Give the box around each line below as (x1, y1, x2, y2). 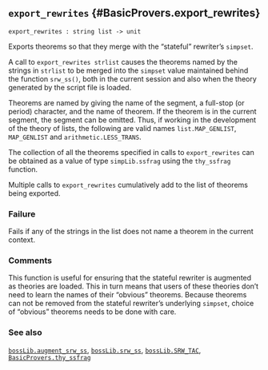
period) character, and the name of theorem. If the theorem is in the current (8, 106, 257, 116)
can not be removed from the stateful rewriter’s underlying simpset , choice (8, 299, 254, 308)
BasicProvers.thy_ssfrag (8, 353, 91, 362)
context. (8, 235, 36, 245)
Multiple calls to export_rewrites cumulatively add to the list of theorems (8, 180, 248, 189)
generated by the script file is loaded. (8, 82, 132, 92)
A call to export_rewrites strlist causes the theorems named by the (8, 57, 238, 66)
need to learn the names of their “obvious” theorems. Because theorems (8, 290, 247, 300)
